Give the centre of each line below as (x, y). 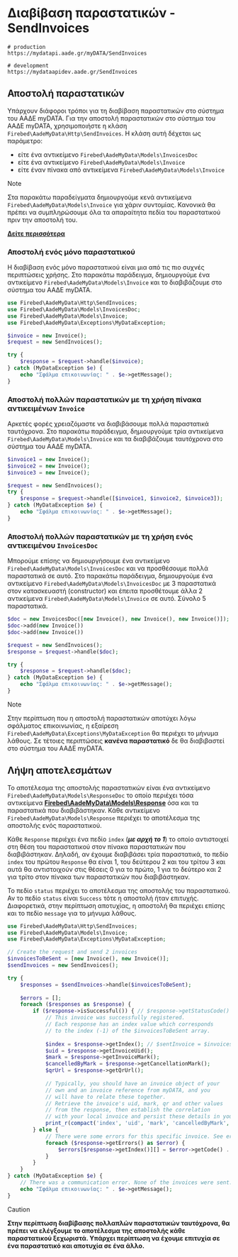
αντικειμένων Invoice (46, 408)
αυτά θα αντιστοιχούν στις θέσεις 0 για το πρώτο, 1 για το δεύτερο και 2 (114, 869)
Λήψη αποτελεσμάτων (59, 771)
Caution (19, 1209)
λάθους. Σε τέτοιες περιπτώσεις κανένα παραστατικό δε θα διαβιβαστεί (116, 741)
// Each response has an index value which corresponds (129, 1024)
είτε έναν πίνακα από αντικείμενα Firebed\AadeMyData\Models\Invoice (121, 170)
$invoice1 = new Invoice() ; (49, 459)
